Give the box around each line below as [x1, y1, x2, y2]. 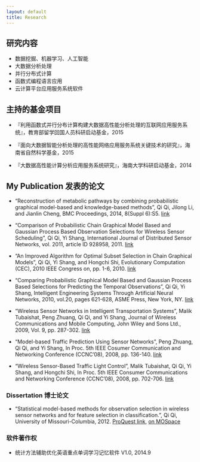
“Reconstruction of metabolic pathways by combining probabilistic [14, 197, 179, 204]
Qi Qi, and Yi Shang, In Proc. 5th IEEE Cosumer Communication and [14, 344, 181, 351]
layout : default [6, 8, 47, 15]
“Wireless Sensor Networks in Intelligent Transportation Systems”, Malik [14, 307, 192, 315]
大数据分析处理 [14, 62, 52, 70]
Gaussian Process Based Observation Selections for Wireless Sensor [14, 228, 185, 235]
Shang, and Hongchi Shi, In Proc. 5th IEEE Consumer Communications [14, 369, 188, 376]
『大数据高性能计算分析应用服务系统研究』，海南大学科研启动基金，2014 [14, 162, 192, 169]
